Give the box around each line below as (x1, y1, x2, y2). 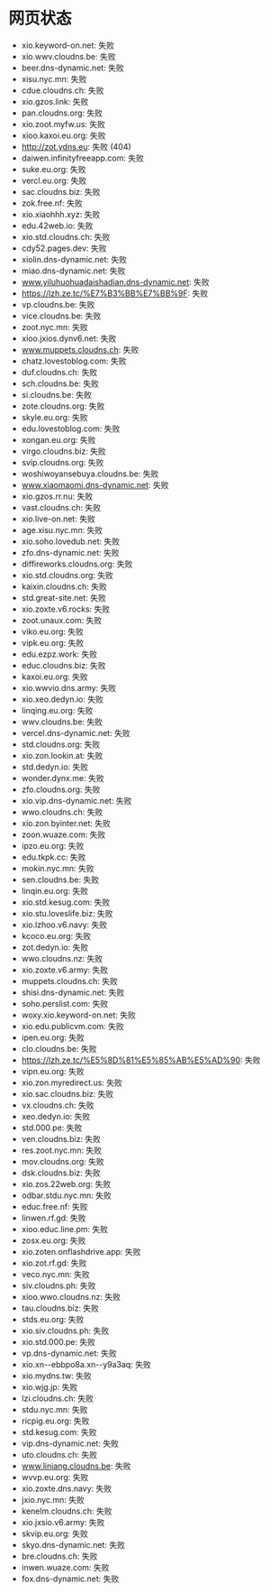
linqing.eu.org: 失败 (21, 704, 94, 715)
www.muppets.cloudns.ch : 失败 (21, 344, 139, 355)
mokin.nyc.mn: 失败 (21, 862, 95, 873)
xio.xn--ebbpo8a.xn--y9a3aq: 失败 (21, 1358, 152, 1369)
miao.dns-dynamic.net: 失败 (21, 265, 126, 276)
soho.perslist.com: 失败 (21, 998, 109, 1008)
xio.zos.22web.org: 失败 (21, 1178, 112, 1189)
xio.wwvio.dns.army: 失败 (21, 682, 117, 693)
